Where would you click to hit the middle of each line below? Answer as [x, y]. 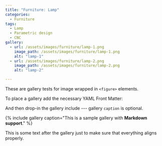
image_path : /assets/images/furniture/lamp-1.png [67, 51]
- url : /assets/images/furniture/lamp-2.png [57, 61]
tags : [11, 24]
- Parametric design [31, 33]
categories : [18, 14]
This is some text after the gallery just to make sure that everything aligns [81, 133]
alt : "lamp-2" [29, 70]
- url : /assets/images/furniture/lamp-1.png [57, 47]
